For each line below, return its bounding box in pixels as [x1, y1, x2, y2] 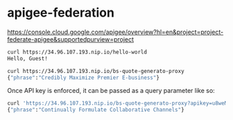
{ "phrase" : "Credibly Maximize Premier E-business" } [7, 74, 159, 81]
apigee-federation [7, 5, 114, 21]
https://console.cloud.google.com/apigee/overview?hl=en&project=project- [7, 28, 224, 36]
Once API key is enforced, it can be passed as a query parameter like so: [7, 87, 215, 95]
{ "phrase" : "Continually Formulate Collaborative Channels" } [7, 106, 185, 114]
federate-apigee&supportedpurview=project [7, 35, 134, 43]
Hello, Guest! [7, 55, 49, 62]
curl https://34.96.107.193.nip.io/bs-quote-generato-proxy [7, 67, 185, 74]
